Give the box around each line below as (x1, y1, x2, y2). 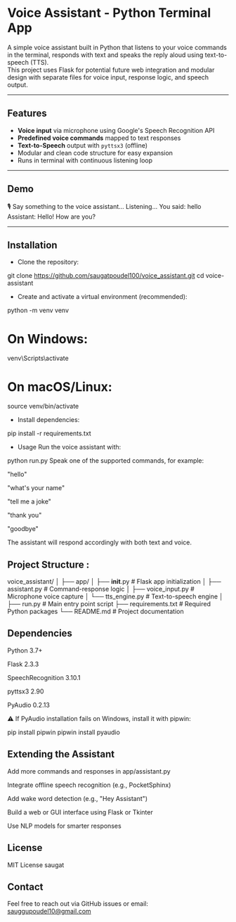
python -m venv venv (7, 306, 69, 314)
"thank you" (7, 511, 42, 520)
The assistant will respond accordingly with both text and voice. (7, 538, 192, 546)
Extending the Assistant (7, 748, 115, 760)
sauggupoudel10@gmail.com (7, 907, 91, 916)
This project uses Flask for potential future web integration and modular (7, 65, 215, 74)
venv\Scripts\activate (7, 354, 69, 363)
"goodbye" (7, 525, 39, 533)
